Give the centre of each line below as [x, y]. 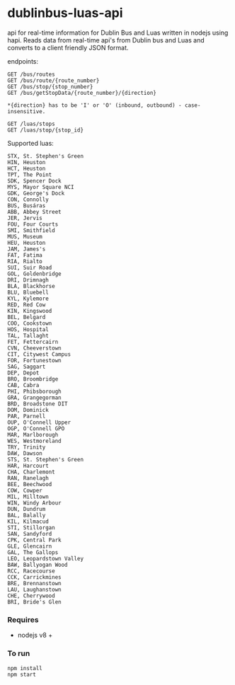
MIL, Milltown [28, 497]
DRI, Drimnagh [28, 280]
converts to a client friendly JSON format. [68, 47]
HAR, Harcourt [28, 466]
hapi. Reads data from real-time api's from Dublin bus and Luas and [106, 40]
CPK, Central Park [34, 540]
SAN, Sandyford [30, 534]
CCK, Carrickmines [34, 577]
